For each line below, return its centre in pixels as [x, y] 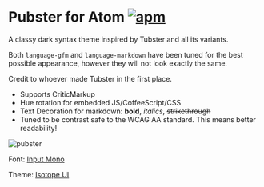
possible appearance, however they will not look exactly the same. [118, 63]
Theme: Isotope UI [39, 174]
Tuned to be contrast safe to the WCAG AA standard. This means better [138, 119]
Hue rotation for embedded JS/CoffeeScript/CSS [100, 102]
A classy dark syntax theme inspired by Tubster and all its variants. [118, 39]
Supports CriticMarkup [58, 94]
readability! [38, 128]
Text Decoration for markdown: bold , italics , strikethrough [115, 111]
